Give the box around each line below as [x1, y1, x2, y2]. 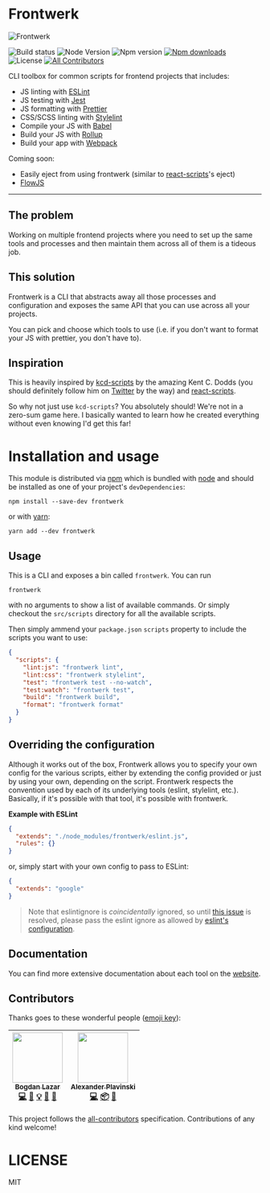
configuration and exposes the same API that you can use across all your [8, 300, 251, 310]
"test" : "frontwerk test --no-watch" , [22, 678, 153, 686]
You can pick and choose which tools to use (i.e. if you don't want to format [8, 324, 259, 334]
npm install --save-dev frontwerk [8, 498, 125, 506]
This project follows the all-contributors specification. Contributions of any [8, 1114, 256, 1124]
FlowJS [19, 178, 45, 187]
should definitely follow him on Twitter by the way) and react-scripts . [8, 386, 236, 396]
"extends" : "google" [15, 885, 84, 893]
